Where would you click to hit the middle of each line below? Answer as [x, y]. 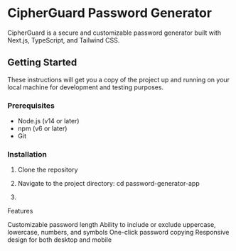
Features [20, 211]
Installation [27, 154]
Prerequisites [31, 106]
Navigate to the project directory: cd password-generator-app [109, 184]
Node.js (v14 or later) [48, 121]
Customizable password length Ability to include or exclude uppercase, [112, 225]
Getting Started [42, 63]
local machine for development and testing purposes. [86, 87]
